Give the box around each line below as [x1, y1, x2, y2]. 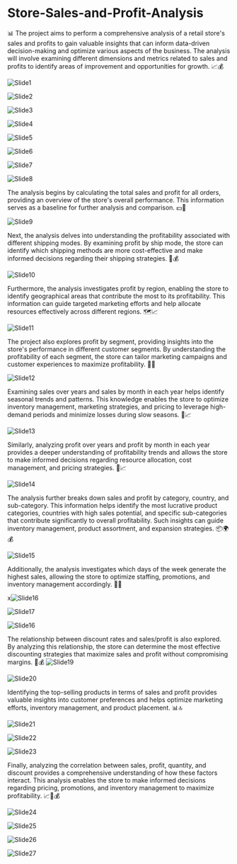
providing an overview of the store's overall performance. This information [7, 195, 224, 204]
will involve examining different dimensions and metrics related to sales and [7, 54, 228, 62]
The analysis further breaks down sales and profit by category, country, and [7, 494, 229, 502]
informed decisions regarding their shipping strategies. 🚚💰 [7, 254, 179, 263]
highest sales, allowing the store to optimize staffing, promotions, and [7, 572, 210, 581]
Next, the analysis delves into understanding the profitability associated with [7, 231, 231, 239]
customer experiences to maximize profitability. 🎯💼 [7, 360, 156, 368]
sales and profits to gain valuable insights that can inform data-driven [7, 39, 210, 47]
